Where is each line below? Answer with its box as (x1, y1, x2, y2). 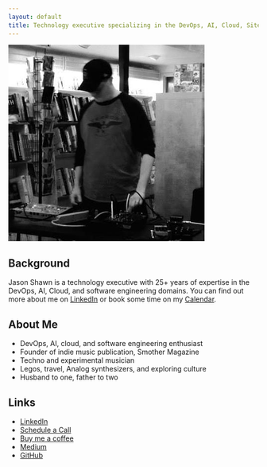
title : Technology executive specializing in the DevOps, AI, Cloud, (8, 21, 244, 29)
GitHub (19, 450, 44, 460)
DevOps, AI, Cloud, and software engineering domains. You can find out (8, 286, 244, 296)
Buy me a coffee (19, 434, 74, 443)
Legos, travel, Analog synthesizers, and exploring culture (19, 364, 207, 374)
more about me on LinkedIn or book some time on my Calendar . (8, 294, 217, 304)
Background (8, 256, 70, 270)
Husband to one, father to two (19, 372, 119, 382)
